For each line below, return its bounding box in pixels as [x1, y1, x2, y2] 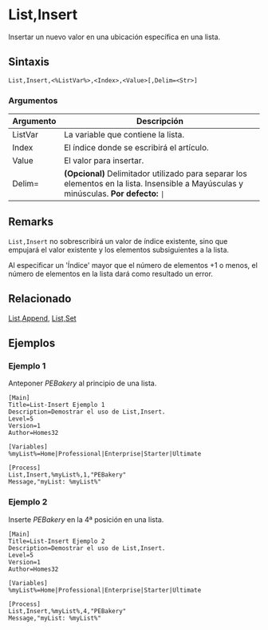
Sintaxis [8, 55, 50, 69]
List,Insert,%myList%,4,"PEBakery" [8, 607, 127, 615]
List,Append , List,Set [8, 313, 77, 323]
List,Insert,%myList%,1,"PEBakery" [8, 471, 127, 479]
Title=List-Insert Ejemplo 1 [8, 401, 105, 409]
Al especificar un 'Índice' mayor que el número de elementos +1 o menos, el [8, 260, 258, 269]
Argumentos [8, 94, 58, 106]
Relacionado [8, 292, 72, 305]
